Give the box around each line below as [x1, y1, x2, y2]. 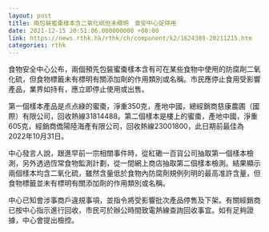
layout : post [8, 11, 52, 20]
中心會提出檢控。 [22, 215, 78, 225]
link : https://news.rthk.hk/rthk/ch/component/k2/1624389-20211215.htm [8, 34, 252, 42]
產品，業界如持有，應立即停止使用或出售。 [8, 85, 149, 94]
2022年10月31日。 [8, 131, 69, 141]
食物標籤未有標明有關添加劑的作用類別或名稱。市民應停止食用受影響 [35, 74, 261, 84]
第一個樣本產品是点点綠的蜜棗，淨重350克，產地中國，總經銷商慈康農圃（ [8, 102, 253, 111]
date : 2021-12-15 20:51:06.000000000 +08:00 [8, 26, 159, 34]
